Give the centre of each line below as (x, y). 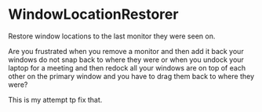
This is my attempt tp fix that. (55, 99)
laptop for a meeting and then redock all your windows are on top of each (127, 67)
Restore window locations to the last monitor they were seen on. (112, 36)
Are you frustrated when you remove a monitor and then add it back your (126, 51)
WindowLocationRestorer (93, 14)
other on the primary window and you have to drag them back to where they (131, 76)
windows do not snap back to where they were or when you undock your (126, 60)
